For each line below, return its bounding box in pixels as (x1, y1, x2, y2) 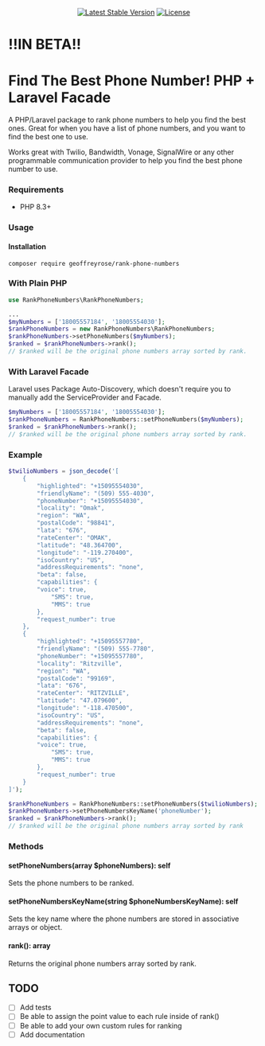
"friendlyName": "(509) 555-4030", (37, 490, 155, 498)
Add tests (19, 1003, 52, 1013)
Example (8, 449, 43, 460)
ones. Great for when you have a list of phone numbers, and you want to (8, 123, 246, 133)
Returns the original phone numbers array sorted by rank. (8, 958, 197, 968)
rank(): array (8, 940, 51, 950)
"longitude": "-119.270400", (37, 548, 134, 556)
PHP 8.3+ (19, 202, 52, 212)
